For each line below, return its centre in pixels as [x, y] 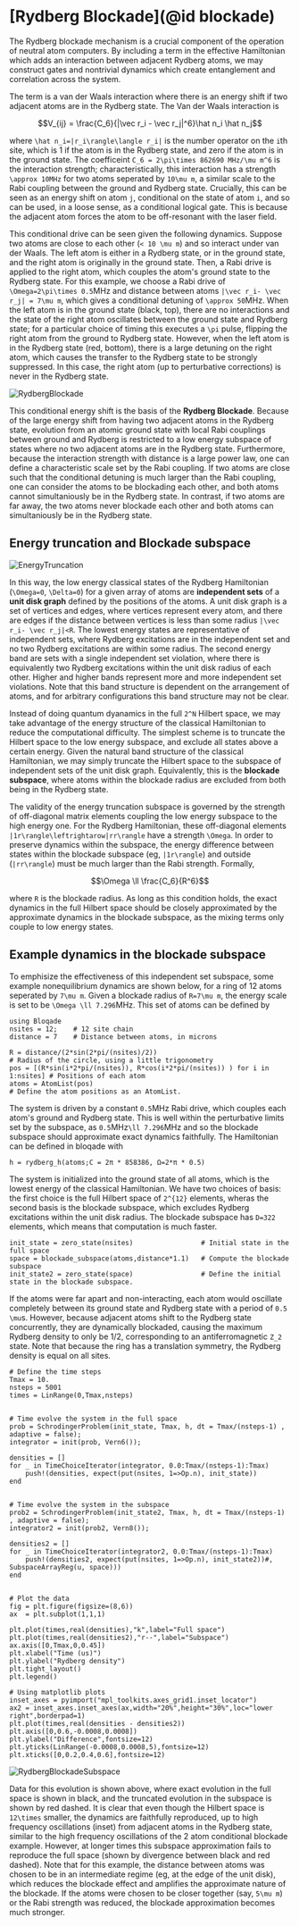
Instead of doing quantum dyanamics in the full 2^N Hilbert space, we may [145, 713]
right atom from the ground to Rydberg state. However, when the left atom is [149, 338]
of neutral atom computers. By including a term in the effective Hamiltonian [147, 50]
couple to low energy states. [62, 926]
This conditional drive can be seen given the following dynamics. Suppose [146, 233]
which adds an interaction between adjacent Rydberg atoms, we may [136, 60]
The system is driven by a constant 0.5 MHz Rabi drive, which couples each [148, 1108]
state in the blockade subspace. [71, 1282]
